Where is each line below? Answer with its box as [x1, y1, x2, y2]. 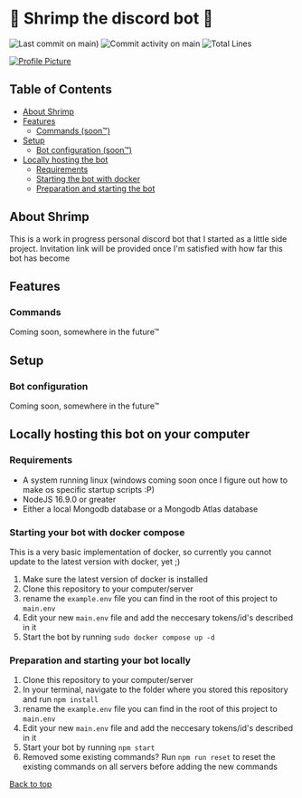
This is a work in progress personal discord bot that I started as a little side [9, 233, 288, 244]
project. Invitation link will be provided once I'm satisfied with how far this [9, 243, 283, 254]
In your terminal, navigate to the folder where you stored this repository [22, 684, 288, 696]
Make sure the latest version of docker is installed [22, 573, 208, 584]
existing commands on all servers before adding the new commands [22, 761, 278, 773]
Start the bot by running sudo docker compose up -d [22, 631, 215, 642]
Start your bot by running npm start [22, 742, 156, 753]
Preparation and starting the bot [35, 183, 156, 194]
